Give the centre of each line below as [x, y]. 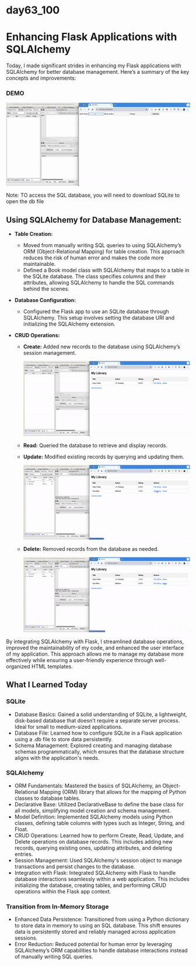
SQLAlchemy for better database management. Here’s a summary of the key [98, 72]
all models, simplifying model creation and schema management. [92, 810]
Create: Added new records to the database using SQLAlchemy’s [102, 347]
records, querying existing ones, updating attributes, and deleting [93, 848]
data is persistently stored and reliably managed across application [95, 932]
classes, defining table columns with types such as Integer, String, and [99, 823]
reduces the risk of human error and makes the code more [94, 258]
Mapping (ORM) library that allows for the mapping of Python [113, 792]
